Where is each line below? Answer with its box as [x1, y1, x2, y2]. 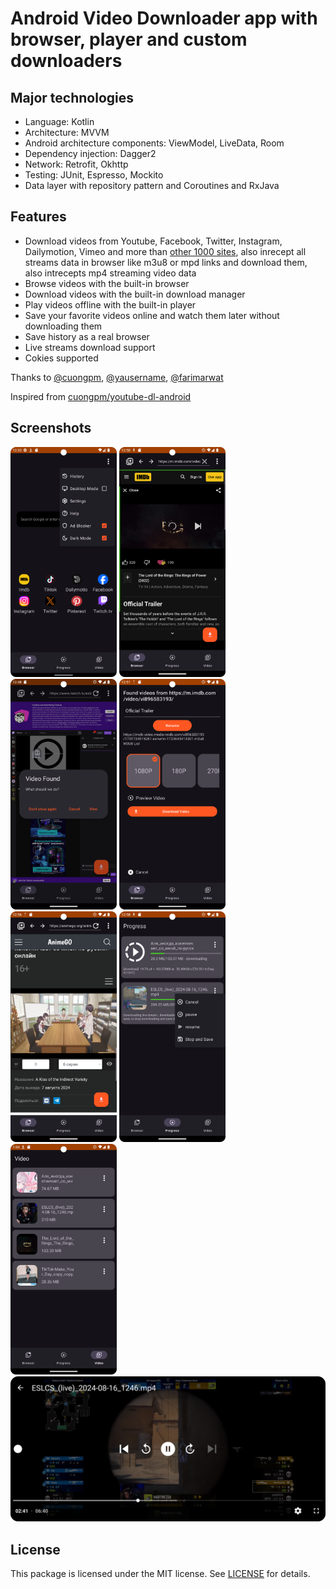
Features [10, 208, 67, 226]
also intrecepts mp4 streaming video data [24, 267, 197, 279]
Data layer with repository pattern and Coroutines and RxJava [24, 180, 280, 191]
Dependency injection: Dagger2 [24, 148, 157, 159]
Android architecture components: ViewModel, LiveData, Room [24, 137, 285, 149]
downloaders [10, 50, 123, 72]
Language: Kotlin [24, 116, 95, 127]
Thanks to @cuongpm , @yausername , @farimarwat [10, 371, 224, 383]
